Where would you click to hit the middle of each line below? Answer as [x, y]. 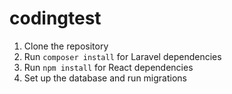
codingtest [55, 18]
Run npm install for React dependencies [108, 67]
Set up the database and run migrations [105, 78]
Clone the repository [66, 46]
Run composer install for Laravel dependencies [122, 56]
